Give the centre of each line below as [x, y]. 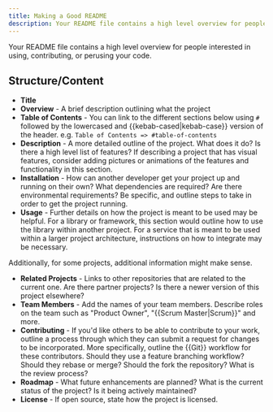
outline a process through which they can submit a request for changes [140, 339]
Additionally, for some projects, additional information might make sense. [130, 263]
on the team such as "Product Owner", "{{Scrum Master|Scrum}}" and [138, 313]
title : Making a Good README [58, 16]
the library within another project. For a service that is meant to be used [140, 230]
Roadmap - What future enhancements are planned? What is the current [142, 382]
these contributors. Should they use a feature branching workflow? [132, 356]
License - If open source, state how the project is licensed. [119, 400]
